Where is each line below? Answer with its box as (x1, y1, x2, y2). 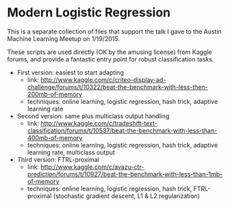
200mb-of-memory (27, 90, 83, 98)
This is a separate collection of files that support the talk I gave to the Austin (7, 27, 222, 36)
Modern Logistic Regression (7, 5, 171, 20)
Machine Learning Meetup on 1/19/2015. (7, 34, 120, 42)
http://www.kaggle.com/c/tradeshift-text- (40, 119, 157, 127)
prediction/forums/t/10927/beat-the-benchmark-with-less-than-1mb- (27, 169, 223, 178)
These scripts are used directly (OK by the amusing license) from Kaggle (7, 48, 212, 56)
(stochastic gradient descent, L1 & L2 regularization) (53, 191, 200, 199)
